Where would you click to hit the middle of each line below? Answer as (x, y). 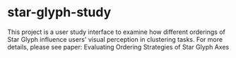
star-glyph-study (59, 12)
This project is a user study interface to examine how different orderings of (117, 32)
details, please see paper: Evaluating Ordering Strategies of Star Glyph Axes (118, 47)
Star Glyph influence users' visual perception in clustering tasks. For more (115, 39)
